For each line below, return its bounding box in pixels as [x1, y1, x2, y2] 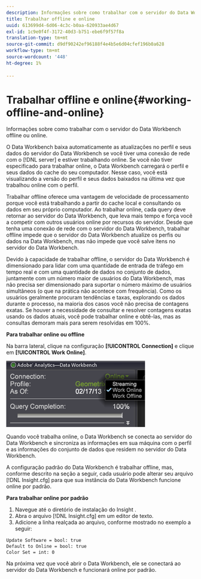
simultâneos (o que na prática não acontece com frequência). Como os [6, 287, 182, 295]
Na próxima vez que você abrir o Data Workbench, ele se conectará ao [6, 560, 181, 567]
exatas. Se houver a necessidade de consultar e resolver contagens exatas [6, 307, 191, 314]
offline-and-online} [6, 105, 105, 119]
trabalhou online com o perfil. [6, 181, 79, 189]
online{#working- [101, 93, 192, 107]
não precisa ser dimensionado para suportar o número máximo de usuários [6, 281, 192, 289]
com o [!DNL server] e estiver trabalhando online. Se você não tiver [6, 156, 172, 163]
